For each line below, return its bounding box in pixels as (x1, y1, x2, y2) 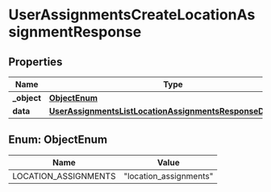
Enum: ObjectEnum (8, 133, 107, 147)
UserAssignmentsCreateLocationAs (8, 6, 256, 24)
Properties (8, 55, 63, 69)
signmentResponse (8, 23, 142, 41)
